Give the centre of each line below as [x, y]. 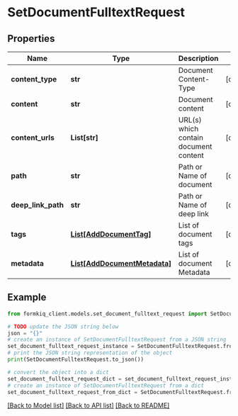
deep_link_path [37, 205]
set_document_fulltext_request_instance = [71, 347]
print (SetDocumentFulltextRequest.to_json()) [75, 360]
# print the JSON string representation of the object [90, 353]
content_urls [33, 137]
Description [198, 58]
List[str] [84, 137]
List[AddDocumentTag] [111, 234]
